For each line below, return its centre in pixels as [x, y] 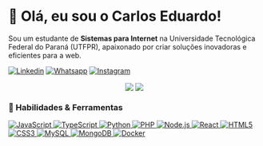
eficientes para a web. [45, 55]
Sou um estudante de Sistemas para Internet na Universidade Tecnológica [132, 38]
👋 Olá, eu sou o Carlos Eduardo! [115, 16]
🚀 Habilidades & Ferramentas [66, 108]
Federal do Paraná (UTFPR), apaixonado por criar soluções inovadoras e [128, 46]
